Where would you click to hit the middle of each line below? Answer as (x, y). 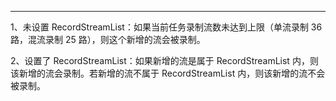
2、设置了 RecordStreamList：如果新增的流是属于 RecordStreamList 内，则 (164, 60)
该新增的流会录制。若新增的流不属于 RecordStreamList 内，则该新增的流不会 (168, 73)
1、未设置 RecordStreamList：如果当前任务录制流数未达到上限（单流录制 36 (166, 27)
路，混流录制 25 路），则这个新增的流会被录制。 (108, 39)
